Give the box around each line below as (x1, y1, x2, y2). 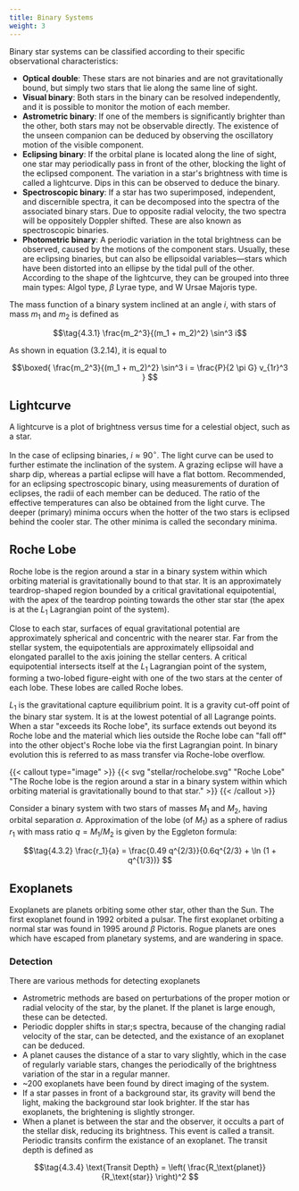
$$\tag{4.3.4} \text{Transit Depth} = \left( (34, 1162, 186, 1173)
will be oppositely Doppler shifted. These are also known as (21, 215, 242, 226)
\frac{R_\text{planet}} (187, 1162, 266, 1173)
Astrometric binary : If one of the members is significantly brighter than (21, 111, 286, 122)
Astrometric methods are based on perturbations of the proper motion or (21, 993, 290, 1003)
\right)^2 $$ (154, 1171, 199, 1182)
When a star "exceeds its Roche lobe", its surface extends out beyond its (9, 720, 277, 731)
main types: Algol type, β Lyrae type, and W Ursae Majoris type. (21, 281, 258, 292)
